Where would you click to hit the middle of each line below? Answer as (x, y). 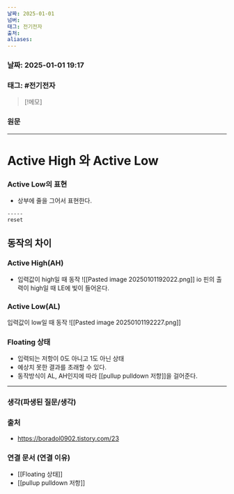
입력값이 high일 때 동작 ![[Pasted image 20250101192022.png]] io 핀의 (116, 279)
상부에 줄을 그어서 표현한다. (55, 201)
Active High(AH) (36, 263)
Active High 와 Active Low (83, 160)
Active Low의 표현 (37, 184)
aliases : (20, 40)
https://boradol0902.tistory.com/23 (68, 438)
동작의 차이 (30, 243)
